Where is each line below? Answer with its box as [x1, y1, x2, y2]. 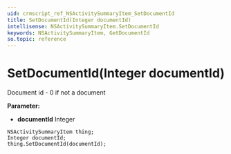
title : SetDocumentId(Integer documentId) [7, 17, 131, 23]
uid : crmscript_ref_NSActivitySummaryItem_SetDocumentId [7, 10, 175, 17]
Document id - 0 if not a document [7, 88, 106, 97]
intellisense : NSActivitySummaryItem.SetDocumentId [7, 23, 159, 30]
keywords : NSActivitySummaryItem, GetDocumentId [7, 29, 150, 37]
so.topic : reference [7, 36, 67, 43]
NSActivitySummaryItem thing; [7, 128, 95, 135]
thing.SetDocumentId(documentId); [7, 141, 107, 148]
